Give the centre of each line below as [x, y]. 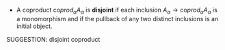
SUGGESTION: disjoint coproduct [53, 39]
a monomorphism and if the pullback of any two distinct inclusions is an [117, 18]
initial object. [34, 26]
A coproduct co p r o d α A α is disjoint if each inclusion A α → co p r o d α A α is [117, 11]
